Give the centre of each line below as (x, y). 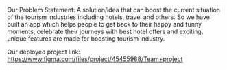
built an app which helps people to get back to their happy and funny (105, 24)
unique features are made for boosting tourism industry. (86, 39)
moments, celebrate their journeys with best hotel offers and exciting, (105, 31)
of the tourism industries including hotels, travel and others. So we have (109, 17)
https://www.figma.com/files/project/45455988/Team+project (95, 59)
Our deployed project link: (44, 52)
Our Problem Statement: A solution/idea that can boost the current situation (114, 10)
